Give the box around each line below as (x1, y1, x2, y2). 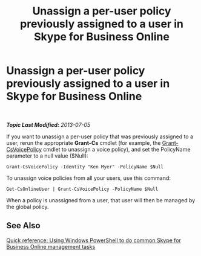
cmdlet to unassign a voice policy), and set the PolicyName (43, 146, 191, 153)
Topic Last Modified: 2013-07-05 (6, 121, 91, 128)
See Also (6, 220, 41, 231)
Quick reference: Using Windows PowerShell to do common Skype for (6, 237, 182, 244)
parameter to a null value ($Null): (6, 152, 89, 159)
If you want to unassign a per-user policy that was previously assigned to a (6, 133, 194, 140)
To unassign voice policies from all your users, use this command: (6, 174, 171, 182)
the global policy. (6, 203, 49, 210)
